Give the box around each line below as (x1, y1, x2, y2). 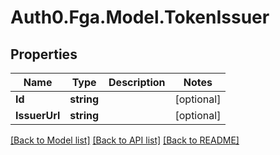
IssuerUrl (15, 109, 61, 122)
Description (108, 76, 166, 89)
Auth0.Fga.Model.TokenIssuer (10, 6, 270, 29)
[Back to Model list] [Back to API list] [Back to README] (10, 134, 240, 146)
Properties (10, 46, 78, 63)
